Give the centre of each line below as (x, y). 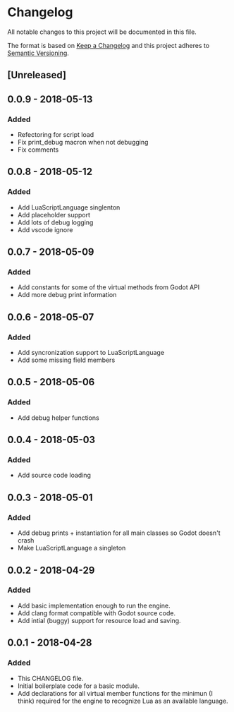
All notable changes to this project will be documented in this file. (102, 32)
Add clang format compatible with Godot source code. (97, 613)
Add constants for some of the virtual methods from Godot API (109, 287)
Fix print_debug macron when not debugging (83, 143)
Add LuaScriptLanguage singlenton (69, 207)
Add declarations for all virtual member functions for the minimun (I (115, 693)
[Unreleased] (37, 75)
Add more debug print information (67, 295)
